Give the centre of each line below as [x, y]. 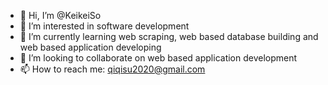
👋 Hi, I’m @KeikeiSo [60, 15]
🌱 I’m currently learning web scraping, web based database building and [169, 36]
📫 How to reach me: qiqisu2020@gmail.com [112, 69]
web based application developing [90, 47]
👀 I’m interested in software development [104, 26]
